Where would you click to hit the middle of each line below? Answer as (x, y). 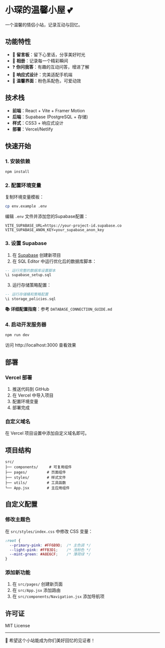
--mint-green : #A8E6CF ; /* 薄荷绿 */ (50, 554)
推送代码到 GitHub (31, 389)
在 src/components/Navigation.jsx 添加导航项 (58, 596)
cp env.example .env (26, 206)
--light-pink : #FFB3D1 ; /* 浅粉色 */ (50, 550)
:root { (13, 541)
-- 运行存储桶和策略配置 (27, 294)
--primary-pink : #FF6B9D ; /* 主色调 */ (50, 545)
